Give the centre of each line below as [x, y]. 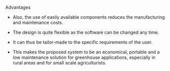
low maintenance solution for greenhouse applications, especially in [84, 57]
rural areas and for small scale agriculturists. [59, 63]
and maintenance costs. [38, 23]
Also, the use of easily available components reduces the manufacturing [89, 17]
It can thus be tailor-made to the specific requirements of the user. [82, 42]
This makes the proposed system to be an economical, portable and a [86, 52]
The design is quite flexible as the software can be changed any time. [86, 32]
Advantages [18, 7]
